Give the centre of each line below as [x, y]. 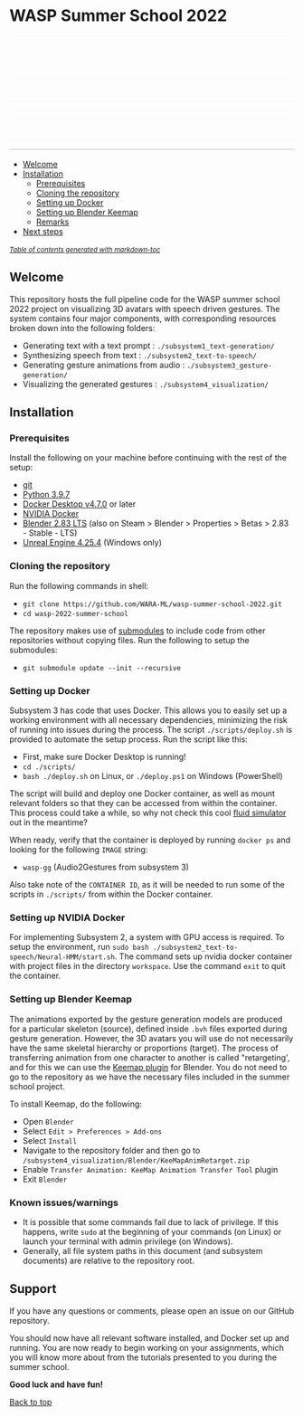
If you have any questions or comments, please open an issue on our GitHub [152, 1311]
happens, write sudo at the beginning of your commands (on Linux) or [152, 1231]
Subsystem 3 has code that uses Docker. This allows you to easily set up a [148, 710]
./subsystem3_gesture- [230, 366]
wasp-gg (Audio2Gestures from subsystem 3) [106, 867]
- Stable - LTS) [50, 533]
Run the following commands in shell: [79, 585]
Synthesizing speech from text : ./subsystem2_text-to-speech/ [140, 355]
